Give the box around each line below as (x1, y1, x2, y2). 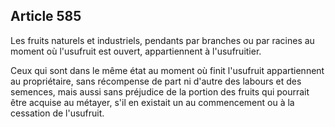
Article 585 (10, 8, 82, 25)
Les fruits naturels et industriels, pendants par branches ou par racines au (10, 34, 315, 46)
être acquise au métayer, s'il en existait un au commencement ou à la (10, 96, 295, 108)
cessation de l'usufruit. (10, 107, 105, 119)
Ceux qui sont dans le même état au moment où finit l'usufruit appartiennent (10, 64, 325, 76)
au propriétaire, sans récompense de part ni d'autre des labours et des (10, 75, 302, 87)
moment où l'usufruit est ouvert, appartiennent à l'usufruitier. (10, 45, 262, 57)
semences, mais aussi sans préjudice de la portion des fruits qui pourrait (10, 85, 310, 98)
